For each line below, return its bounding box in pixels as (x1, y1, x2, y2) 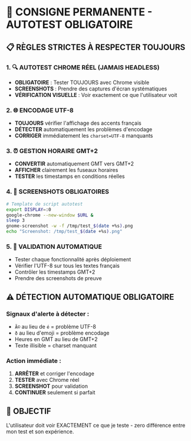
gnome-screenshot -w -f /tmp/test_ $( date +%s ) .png (6, 223, 133, 229)
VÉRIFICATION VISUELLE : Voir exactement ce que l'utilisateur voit (14, 91, 177, 98)
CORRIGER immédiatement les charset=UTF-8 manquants (14, 132, 153, 140)
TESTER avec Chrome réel (14, 377, 80, 384)
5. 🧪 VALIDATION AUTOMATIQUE (6, 242, 102, 251)
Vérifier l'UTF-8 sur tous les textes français (14, 262, 120, 270)
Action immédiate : (6, 356, 62, 365)
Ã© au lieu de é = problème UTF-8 (14, 323, 96, 330)
